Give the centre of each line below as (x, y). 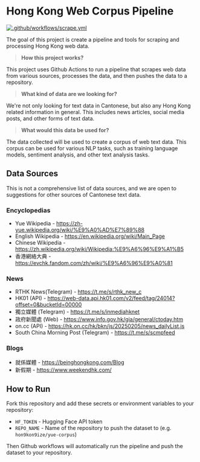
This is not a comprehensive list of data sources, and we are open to (92, 188)
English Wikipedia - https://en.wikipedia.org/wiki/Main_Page (90, 236)
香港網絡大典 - (33, 256)
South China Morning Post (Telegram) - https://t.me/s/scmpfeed (95, 333)
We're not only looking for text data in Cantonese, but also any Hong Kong (99, 105)
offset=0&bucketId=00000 (48, 305)
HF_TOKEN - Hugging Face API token (59, 422)
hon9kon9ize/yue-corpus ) (46, 435)
